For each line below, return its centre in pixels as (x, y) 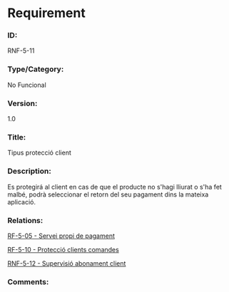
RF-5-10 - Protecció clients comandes (63, 249)
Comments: (28, 281)
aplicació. (22, 202)
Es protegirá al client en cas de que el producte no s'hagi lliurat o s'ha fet (115, 187)
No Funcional (27, 85)
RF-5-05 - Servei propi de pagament (61, 236)
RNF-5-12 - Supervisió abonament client (67, 263)
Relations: (25, 220)
